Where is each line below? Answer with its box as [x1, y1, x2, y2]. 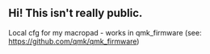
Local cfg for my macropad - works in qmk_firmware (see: [8, 27, 202, 37]
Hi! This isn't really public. [8, 6, 143, 20]
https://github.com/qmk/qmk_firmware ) [8, 36, 140, 46]
